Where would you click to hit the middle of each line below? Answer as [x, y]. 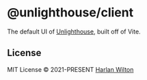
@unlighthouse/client [70, 13]
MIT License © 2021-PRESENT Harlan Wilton [70, 69]
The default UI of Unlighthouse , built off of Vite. [74, 31]
